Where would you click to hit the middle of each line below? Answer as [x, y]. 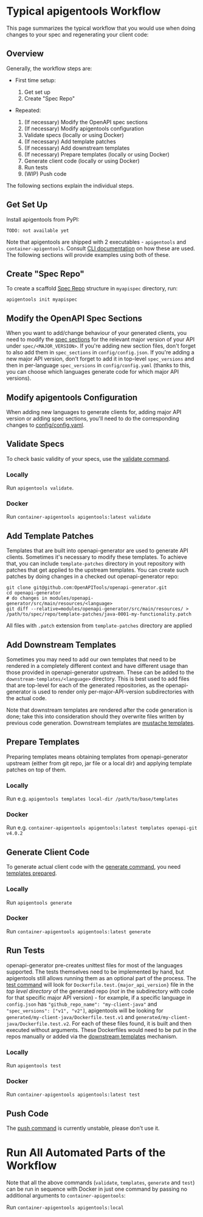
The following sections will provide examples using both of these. [88, 254]
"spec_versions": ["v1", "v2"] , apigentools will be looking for [85, 1010]
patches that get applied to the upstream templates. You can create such [98, 570]
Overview [25, 54]
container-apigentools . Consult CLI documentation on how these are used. [101, 248]
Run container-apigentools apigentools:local [65, 1207]
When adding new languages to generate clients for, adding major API [94, 412]
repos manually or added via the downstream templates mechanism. [92, 1036]
